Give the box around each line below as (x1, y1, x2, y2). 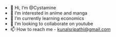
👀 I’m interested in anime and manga (10, 10, 88, 16)
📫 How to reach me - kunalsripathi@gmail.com (10, 26, 111, 32)
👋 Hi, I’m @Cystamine (10, 5, 56, 10)
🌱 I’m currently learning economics (10, 15, 85, 21)
